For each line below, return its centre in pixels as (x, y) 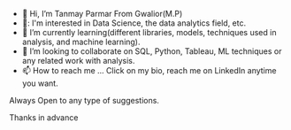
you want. (40, 83)
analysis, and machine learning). (81, 42)
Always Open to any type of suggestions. (84, 100)
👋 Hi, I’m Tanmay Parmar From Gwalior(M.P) (102, 14)
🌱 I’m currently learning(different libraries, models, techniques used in (149, 32)
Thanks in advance (44, 118)
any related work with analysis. (78, 61)
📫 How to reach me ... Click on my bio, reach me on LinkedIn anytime (149, 70)
